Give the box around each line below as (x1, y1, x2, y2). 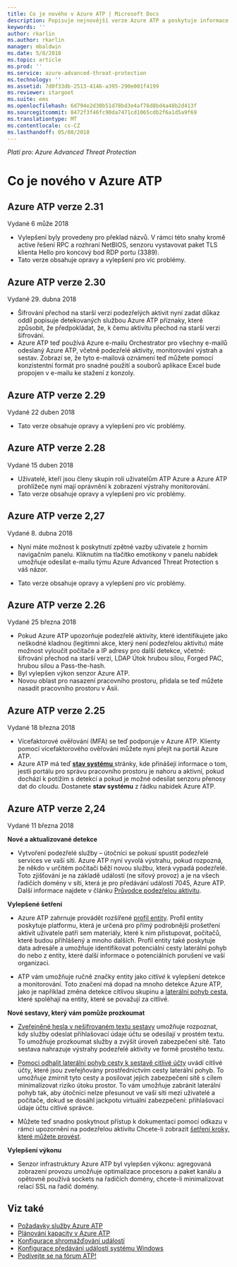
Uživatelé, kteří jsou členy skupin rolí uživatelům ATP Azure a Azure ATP (17, 474, 228, 483)
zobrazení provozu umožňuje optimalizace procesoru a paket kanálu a (17, 1167, 222, 1176)
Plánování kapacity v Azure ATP (17, 1229, 111, 1237)
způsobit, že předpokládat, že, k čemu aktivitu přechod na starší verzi (17, 324, 221, 332)
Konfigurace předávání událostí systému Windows (17, 1244, 164, 1252)
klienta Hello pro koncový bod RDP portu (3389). (17, 248, 160, 257)
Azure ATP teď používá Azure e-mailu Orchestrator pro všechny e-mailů (17, 338, 228, 347)
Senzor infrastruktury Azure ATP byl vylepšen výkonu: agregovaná (17, 1160, 212, 1168)
